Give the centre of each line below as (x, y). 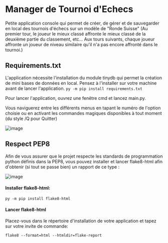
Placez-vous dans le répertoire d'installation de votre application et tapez (81, 221)
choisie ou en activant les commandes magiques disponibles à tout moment (83, 113)
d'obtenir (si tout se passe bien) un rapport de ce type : (62, 167)
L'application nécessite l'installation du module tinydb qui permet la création (83, 78)
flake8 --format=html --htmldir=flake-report (53, 235)
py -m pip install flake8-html (38, 199)
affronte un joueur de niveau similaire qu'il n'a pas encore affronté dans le (81, 44)
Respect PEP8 (28, 144)
